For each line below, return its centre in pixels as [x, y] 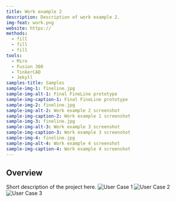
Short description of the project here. [51, 187]
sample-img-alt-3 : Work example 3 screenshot [63, 127]
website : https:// [29, 28]
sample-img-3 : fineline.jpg [41, 122]
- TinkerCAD [26, 72]
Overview [25, 173]
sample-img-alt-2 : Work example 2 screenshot [63, 110]
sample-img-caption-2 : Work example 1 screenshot [69, 116]
